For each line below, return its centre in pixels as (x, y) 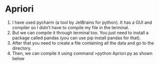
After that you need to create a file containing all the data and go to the (83, 43)
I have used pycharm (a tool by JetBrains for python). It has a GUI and (82, 22)
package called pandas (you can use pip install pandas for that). (76, 38)
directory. (22, 48)
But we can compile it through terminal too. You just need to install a (80, 32)
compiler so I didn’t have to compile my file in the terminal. (71, 27)
